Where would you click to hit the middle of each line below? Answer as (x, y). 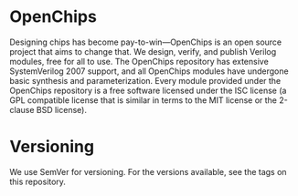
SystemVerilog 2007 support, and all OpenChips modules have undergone (149, 71)
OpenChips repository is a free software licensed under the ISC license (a (148, 90)
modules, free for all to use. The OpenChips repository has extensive (139, 61)
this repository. (38, 181)
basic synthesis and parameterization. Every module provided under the (145, 80)
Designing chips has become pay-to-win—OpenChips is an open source (146, 42)
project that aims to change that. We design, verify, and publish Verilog (143, 51)
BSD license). (61, 109)
